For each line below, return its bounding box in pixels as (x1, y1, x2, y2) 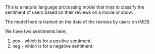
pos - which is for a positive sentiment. (12, 38, 92, 44)
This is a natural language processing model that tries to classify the (5, 4, 145, 10)
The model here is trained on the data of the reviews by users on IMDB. (5, 19, 151, 25)
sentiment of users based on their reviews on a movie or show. (5, 9, 133, 15)
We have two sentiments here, (5, 28, 67, 34)
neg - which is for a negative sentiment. (12, 43, 94, 49)
